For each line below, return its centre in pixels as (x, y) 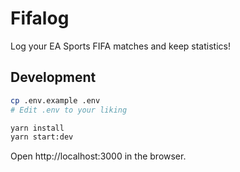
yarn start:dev (42, 137)
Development (53, 77)
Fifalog (40, 18)
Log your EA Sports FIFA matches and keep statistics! (120, 46)
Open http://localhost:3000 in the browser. (98, 156)
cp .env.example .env (55, 100)
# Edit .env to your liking (69, 110)
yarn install (37, 128)
